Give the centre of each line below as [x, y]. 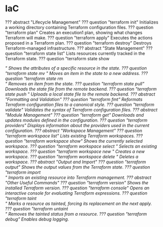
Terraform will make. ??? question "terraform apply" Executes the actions [79, 38]
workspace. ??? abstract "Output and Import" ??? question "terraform [76, 162]
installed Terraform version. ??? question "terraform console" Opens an [77, 188]
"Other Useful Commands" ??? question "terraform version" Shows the [77, 182]
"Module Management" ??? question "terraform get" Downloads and [75, 115]
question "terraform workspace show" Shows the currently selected [74, 141]
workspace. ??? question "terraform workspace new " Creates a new [75, 151]
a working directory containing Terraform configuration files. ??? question [79, 27]
